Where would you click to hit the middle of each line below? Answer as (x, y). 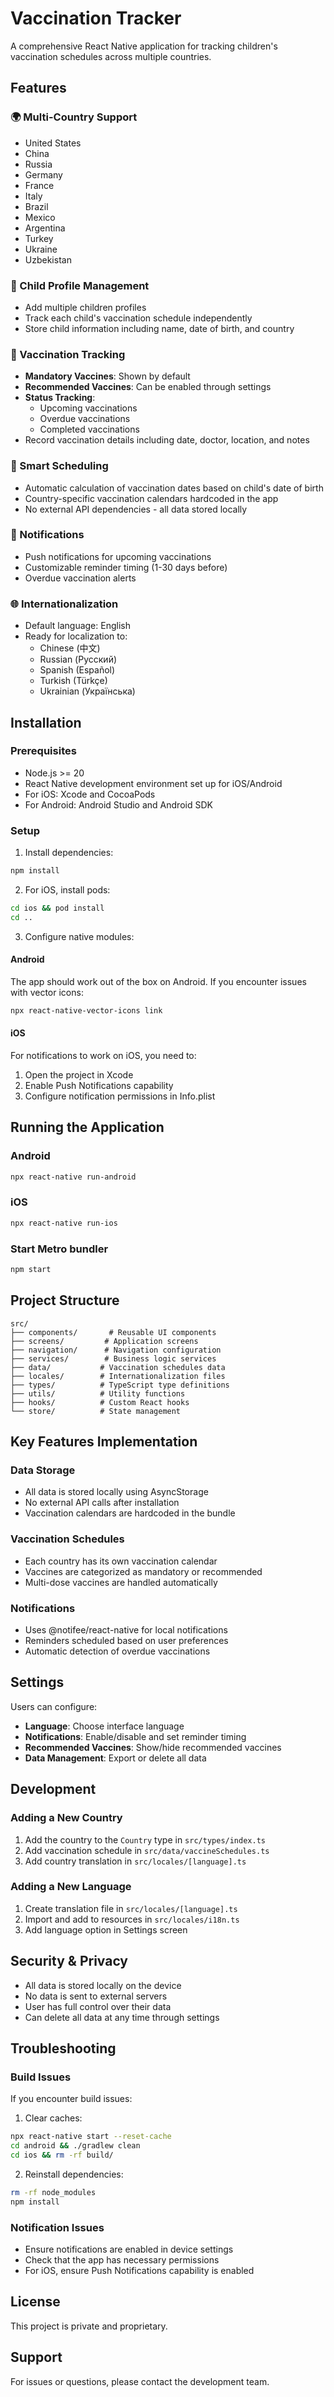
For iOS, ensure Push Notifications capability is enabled (139, 2270)
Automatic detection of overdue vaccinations (117, 1651)
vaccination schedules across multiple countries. (111, 56)
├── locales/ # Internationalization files (118, 1376)
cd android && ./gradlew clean (75, 2146)
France (39, 185)
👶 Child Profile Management (80, 285)
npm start (31, 1270)
